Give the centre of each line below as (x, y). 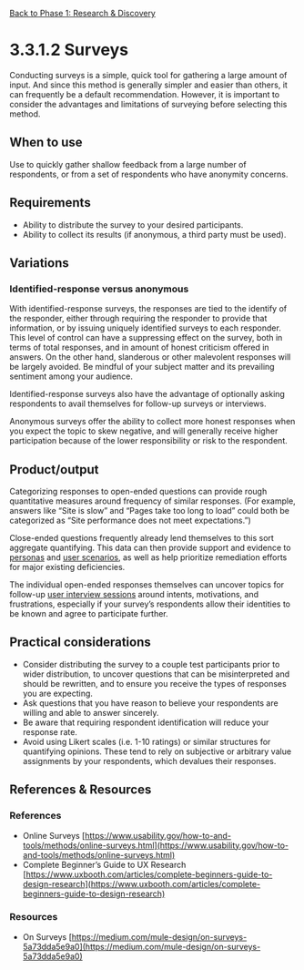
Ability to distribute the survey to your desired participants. (133, 225)
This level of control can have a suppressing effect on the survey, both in (146, 338)
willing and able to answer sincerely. (91, 712)
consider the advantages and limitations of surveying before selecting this (148, 104)
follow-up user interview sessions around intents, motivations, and (134, 595)
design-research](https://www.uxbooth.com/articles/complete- (142, 883)
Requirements (50, 203)
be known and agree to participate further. (89, 614)
